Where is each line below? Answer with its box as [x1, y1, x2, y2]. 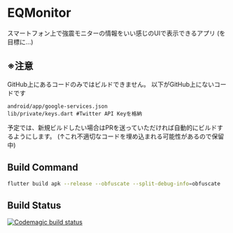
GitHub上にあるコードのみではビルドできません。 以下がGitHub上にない [7, 80, 215, 88]
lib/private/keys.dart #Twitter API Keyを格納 [7, 110, 142, 117]
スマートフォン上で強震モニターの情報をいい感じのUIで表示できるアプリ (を [7, 29, 226, 37]
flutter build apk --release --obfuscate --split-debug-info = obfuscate [7, 180, 220, 187]
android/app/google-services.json [7, 103, 108, 110]
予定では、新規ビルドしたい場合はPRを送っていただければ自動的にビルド [7, 123, 218, 132]
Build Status [7, 199, 62, 211]
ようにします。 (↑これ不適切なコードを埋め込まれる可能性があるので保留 [13, 132, 225, 141]
